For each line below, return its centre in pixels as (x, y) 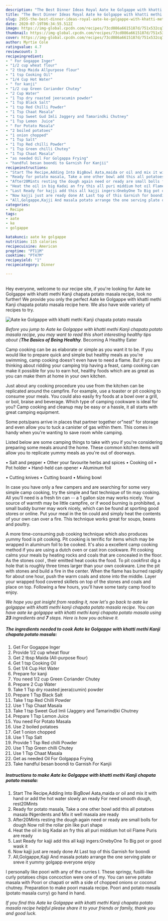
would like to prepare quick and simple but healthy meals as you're (74, 354)
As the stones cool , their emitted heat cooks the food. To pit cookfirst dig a (83, 560)
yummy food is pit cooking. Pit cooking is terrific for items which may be (80, 539)
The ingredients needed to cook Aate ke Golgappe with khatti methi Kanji (83, 629)
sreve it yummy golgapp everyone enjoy (54, 862)
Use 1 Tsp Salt (27, 737)
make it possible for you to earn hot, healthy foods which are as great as (80, 370)
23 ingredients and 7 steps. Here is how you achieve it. (62, 617)
